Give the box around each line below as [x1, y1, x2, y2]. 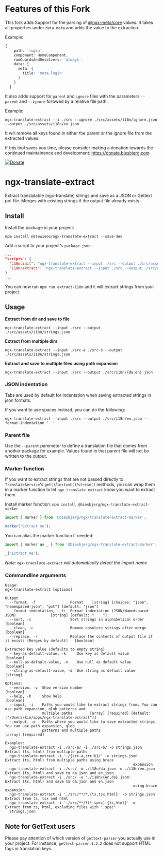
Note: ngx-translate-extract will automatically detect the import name [5, 560, 147, 565]
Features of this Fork [5, 3, 90, 15]
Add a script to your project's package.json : [5, 243, 92, 249]
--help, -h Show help [9, 694, 62, 699]
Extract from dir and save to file [5, 316, 70, 322]
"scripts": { [5, 257, 32, 262]
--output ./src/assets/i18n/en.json [5, 121, 79, 126]
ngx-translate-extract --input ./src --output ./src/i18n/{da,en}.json [5, 370, 153, 375]
